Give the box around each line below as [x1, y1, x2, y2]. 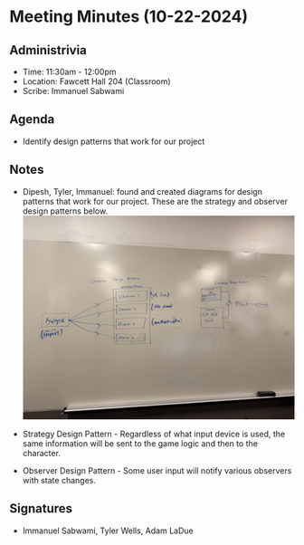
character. [22, 447, 62, 458]
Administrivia [9, 43, 88, 58]
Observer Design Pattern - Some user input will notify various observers [22, 464, 292, 476]
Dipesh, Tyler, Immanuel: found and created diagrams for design [22, 186, 262, 196]
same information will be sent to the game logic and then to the [22, 437, 258, 449]
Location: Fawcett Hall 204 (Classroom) [22, 76, 171, 87]
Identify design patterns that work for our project [22, 136, 205, 147]
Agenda [9, 111, 55, 128]
